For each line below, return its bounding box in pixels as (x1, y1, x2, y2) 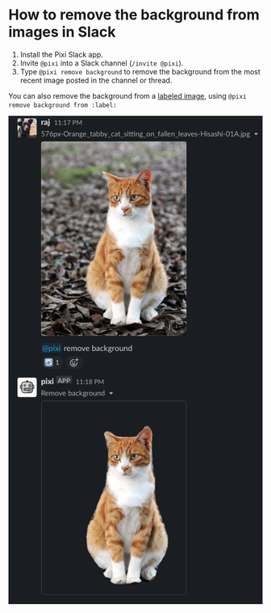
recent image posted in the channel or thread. (19, 75, 173, 85)
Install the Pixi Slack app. (19, 49, 103, 59)
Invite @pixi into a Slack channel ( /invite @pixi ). (19, 58, 184, 68)
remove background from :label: (8, 101, 117, 109)
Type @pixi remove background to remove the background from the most (19, 66, 261, 76)
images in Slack (8, 23, 116, 41)
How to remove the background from (8, 6, 260, 24)
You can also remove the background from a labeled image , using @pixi (8, 91, 248, 100)
